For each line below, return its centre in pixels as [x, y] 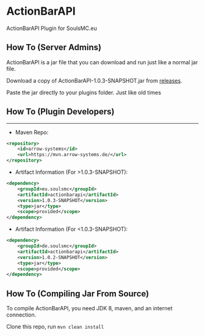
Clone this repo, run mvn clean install [55, 327]
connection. [21, 315]
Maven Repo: [32, 132]
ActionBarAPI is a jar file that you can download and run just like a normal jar [102, 62]
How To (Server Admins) [54, 47]
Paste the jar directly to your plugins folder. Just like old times [84, 92]
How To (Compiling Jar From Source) [78, 293]
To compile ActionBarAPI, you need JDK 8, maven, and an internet [89, 308]
